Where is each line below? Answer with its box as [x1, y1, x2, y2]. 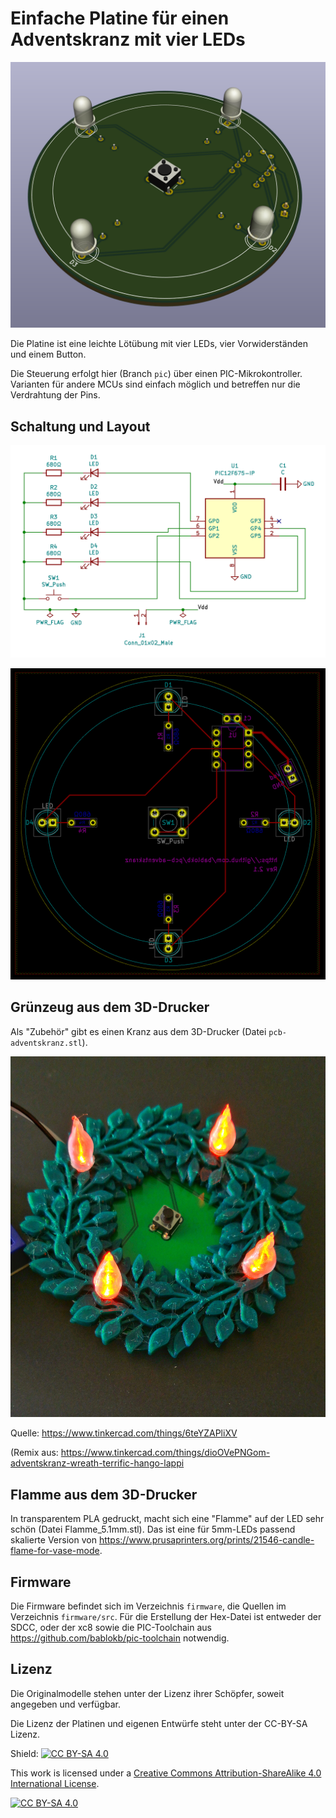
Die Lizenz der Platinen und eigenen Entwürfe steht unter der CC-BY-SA [10, 1717, 308, 1729]
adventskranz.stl [10, 1038, 83, 1048]
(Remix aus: [10, 1447, 59, 1459]
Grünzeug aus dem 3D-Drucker [10, 999, 210, 1016]
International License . [10, 1777, 100, 1789]
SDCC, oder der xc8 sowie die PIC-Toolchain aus [10, 1622, 212, 1634]
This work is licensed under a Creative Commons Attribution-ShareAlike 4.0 [10, 1767, 322, 1779]
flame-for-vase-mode [10, 1545, 100, 1557]
